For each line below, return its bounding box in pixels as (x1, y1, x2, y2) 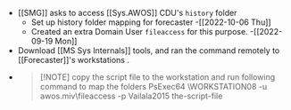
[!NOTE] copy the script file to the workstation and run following (39, 72, 276, 82)
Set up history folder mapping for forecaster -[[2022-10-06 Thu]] (30, 17, 271, 27)
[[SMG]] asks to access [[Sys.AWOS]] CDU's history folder (17, 8, 237, 18)
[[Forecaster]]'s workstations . (17, 55, 129, 65)
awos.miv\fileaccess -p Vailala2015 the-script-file (39, 90, 223, 101)
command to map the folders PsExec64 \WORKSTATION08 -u (39, 82, 268, 91)
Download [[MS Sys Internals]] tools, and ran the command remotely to (17, 45, 280, 56)
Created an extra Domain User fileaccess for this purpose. (30, 27, 248, 36)
